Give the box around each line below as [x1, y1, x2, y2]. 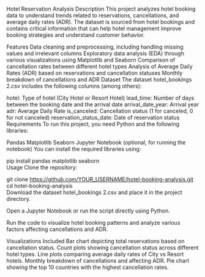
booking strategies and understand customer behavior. [6, 31, 145, 39]
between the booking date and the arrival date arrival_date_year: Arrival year [6, 101, 199, 108]
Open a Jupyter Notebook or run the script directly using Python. [6, 207, 170, 214]
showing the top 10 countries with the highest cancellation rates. [6, 263, 170, 271]
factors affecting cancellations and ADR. [6, 225, 108, 233]
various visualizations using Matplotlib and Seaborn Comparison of [6, 57, 176, 63]
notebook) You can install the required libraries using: [6, 146, 141, 152]
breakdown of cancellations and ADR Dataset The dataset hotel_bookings [6, 76, 192, 83]
